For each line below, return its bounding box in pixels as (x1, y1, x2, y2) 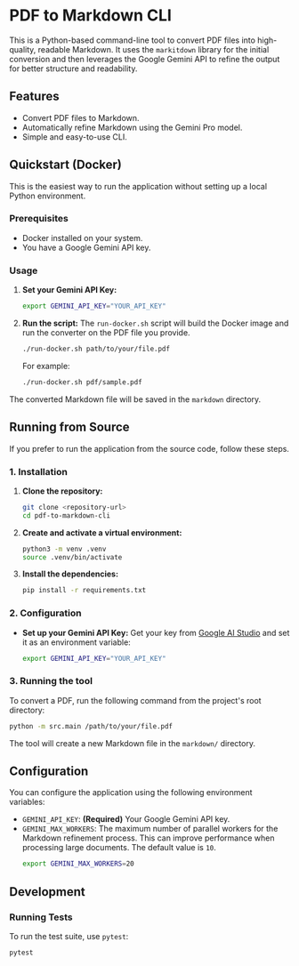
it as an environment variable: (21, 637, 131, 648)
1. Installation (9, 465, 69, 478)
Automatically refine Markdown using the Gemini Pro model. (21, 122, 243, 133)
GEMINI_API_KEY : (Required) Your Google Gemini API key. (21, 814, 230, 825)
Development (9, 884, 86, 899)
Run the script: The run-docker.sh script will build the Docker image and (21, 318, 289, 329)
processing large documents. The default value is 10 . (21, 842, 216, 853)
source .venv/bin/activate (21, 552, 123, 561)
